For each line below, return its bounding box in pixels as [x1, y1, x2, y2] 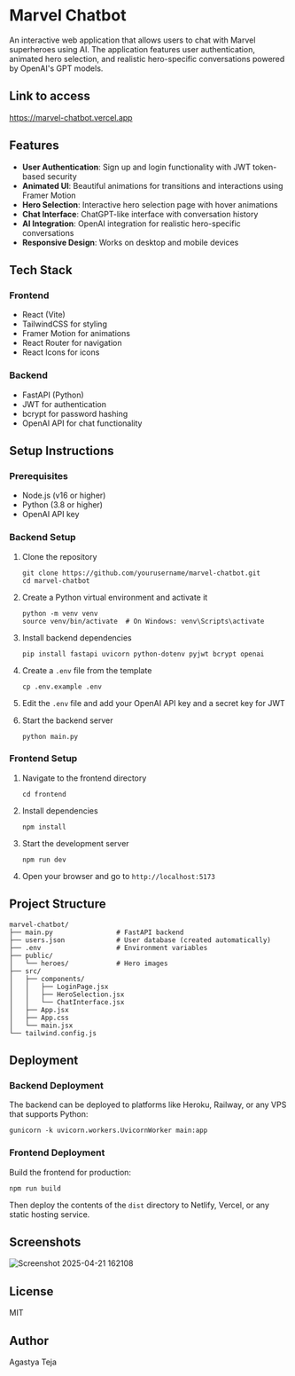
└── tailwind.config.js [9, 1028, 97, 1038]
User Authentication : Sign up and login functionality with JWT [21, 161, 251, 172]
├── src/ [9, 966, 42, 976]
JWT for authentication [21, 398, 106, 409]
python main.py [21, 732, 79, 741]
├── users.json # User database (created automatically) [9, 935, 272, 945]
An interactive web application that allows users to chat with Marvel [9, 35, 256, 45]
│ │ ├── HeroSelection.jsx [9, 990, 125, 999]
